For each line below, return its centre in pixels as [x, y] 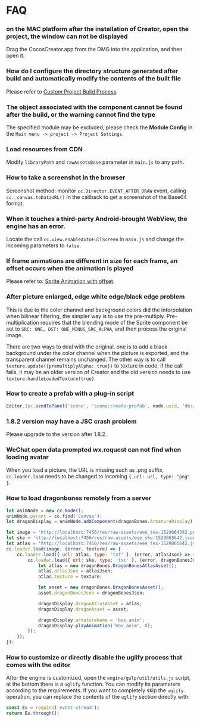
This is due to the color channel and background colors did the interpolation [99, 310]
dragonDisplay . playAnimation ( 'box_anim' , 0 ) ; [95, 625]
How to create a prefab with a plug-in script [70, 394]
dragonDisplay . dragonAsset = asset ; [83, 609]
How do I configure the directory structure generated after [92, 71]
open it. [15, 56]
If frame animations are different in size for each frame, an [92, 261]
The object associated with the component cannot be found [94, 107]
